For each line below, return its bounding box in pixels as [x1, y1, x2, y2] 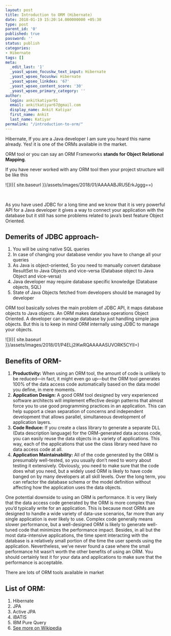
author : [5, 93, 22, 98]
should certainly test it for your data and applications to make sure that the [5, 554, 162, 560]
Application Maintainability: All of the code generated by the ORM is [12, 452, 159, 458]
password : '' [5, 36, 33, 41]
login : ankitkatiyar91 [10, 98, 58, 103]
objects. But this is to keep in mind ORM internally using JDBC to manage [5, 321, 159, 327]
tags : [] [5, 55, 24, 60]
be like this [5, 172, 28, 178]
